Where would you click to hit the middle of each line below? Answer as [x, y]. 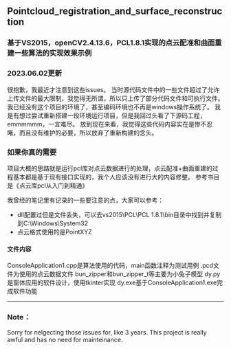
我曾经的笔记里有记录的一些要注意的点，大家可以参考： [85, 200]
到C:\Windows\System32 [53, 223]
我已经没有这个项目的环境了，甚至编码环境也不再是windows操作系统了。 [110, 106]
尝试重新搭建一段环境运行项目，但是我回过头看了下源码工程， [118, 115]
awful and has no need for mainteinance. [65, 340]
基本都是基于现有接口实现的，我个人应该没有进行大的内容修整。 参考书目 [116, 177]
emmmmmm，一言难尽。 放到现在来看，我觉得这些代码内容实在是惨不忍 [110, 124]
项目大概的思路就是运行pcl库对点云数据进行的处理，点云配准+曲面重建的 [110, 168]
